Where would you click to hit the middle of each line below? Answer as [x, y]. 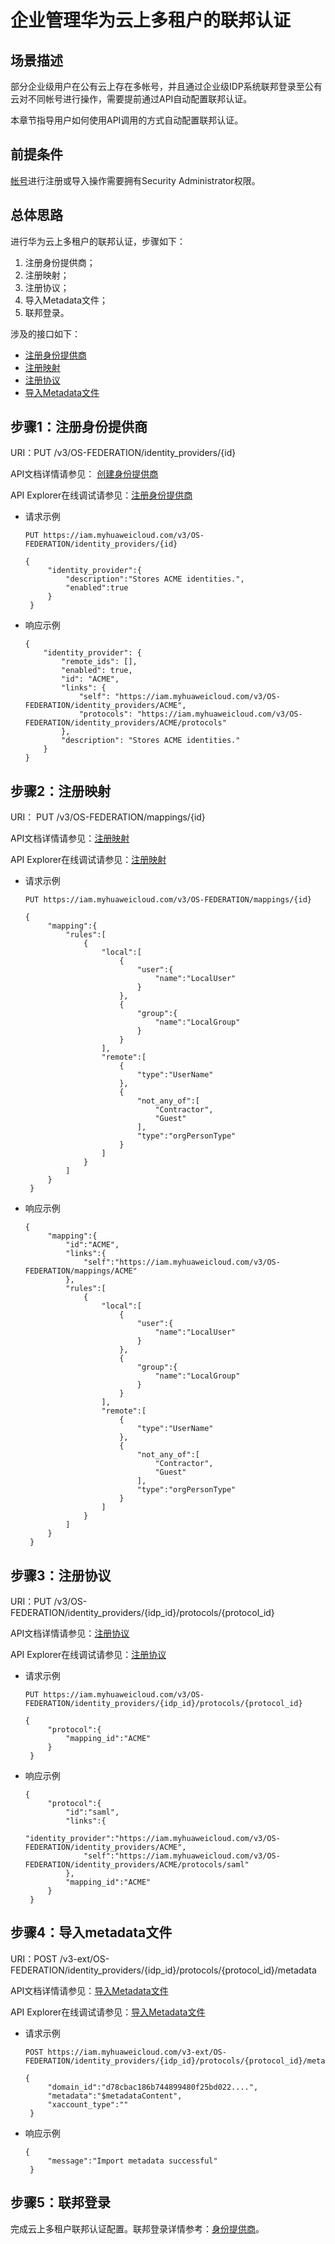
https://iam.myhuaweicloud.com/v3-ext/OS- [137, 2052]
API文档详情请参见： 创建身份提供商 [84, 474]
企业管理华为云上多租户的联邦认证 [151, 20]
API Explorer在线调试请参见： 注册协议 [88, 1655]
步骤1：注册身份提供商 [79, 427]
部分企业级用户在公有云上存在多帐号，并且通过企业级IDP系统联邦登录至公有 [166, 86]
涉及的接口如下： [45, 333]
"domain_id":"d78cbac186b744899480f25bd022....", [153, 2087]
